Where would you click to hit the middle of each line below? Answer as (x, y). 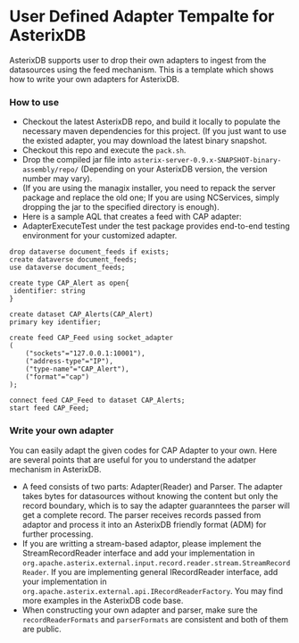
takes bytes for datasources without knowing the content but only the (150, 496)
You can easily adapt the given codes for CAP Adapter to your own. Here (143, 450)
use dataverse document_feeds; (67, 268)
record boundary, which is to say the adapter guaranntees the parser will (156, 505)
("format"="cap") (58, 377)
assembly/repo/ (50, 170)
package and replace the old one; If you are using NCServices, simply (150, 197)
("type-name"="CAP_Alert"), (77, 369)
